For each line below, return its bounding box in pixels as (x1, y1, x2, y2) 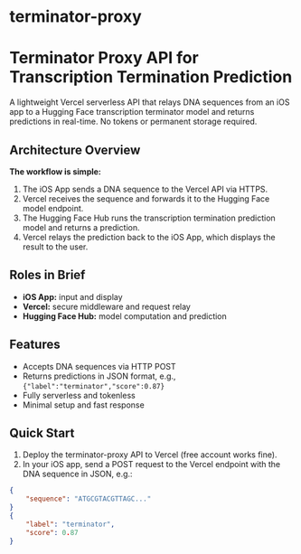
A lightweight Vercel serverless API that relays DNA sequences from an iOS (9, 97, 290, 108)
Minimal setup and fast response (22, 399, 145, 410)
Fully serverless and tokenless (22, 390, 136, 400)
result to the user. (22, 241, 89, 252)
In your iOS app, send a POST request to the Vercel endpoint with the (22, 459, 281, 470)
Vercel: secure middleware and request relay (22, 301, 192, 312)
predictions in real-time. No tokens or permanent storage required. (9, 116, 258, 127)
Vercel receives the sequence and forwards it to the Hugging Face (22, 192, 270, 204)
